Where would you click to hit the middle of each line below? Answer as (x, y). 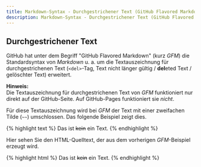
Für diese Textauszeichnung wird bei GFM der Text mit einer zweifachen (95, 110)
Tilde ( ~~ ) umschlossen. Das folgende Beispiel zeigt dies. (76, 117)
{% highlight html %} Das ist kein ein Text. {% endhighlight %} (83, 158)
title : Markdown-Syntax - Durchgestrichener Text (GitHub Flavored (92, 12)
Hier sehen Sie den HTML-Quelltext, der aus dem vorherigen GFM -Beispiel (98, 140)
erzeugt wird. (22, 146)
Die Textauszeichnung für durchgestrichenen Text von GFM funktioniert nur (100, 92)
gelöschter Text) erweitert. (39, 75)
